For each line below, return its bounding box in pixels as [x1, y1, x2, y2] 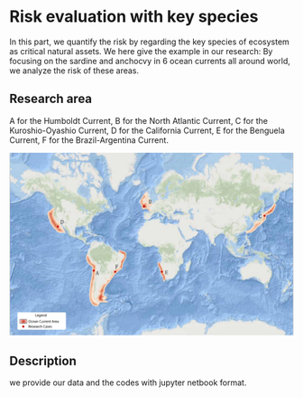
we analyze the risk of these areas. [9, 65, 140, 76]
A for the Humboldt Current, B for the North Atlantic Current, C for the [9, 115, 269, 126]
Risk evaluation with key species [9, 6, 259, 27]
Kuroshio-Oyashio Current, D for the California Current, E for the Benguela [9, 125, 286, 136]
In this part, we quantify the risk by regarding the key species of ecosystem [9, 36, 290, 47]
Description [9, 353, 77, 368]
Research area [9, 91, 93, 107]
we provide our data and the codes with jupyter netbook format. [9, 377, 247, 388]
